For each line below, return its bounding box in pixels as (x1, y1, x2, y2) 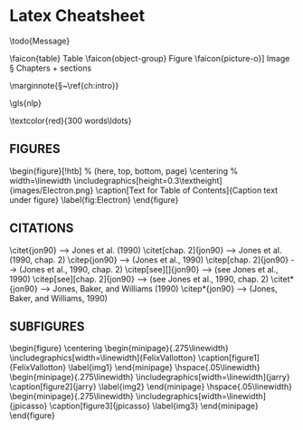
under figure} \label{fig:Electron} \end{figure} (9, 194, 179, 205)
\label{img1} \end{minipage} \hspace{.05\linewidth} (67, 362, 260, 373)
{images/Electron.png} (9, 185, 94, 196)
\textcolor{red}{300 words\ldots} (9, 115, 132, 126)
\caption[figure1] (197, 352, 260, 363)
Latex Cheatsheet (9, 5, 146, 26)
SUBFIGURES (9, 319, 85, 334)
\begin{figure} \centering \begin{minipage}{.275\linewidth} (9, 343, 229, 354)
